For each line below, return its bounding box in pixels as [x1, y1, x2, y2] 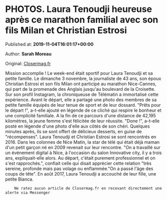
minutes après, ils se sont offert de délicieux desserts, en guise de [5, 128, 142, 134]
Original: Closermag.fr [5, 60, 51, 66]
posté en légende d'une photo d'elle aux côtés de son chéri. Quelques [5, 123, 150, 129]
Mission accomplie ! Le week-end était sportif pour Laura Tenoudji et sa [5, 70, 153, 76]
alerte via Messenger [5, 190, 50, 195]
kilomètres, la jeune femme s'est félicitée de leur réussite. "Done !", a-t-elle [5, 118, 160, 124]
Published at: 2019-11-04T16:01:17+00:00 [5, 41, 94, 47]
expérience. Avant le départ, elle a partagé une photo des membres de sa [5, 96, 157, 103]
